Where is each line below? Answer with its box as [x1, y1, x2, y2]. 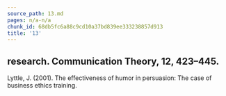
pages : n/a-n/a [7, 17, 51, 24]
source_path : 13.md [7, 10, 64, 17]
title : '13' [7, 29, 42, 37]
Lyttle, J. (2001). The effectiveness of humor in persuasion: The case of [7, 74, 212, 82]
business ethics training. [7, 81, 78, 90]
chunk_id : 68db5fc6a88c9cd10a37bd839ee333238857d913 [7, 23, 163, 30]
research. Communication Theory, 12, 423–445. [7, 55, 220, 67]
